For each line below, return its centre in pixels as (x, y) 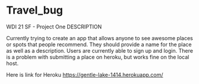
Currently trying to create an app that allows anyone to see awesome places (100, 38)
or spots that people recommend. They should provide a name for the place (99, 44)
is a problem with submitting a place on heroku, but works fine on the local (98, 57)
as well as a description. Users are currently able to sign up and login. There (100, 50)
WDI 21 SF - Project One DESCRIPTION (54, 27)
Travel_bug (35, 10)
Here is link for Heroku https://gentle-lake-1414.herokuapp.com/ (85, 75)
